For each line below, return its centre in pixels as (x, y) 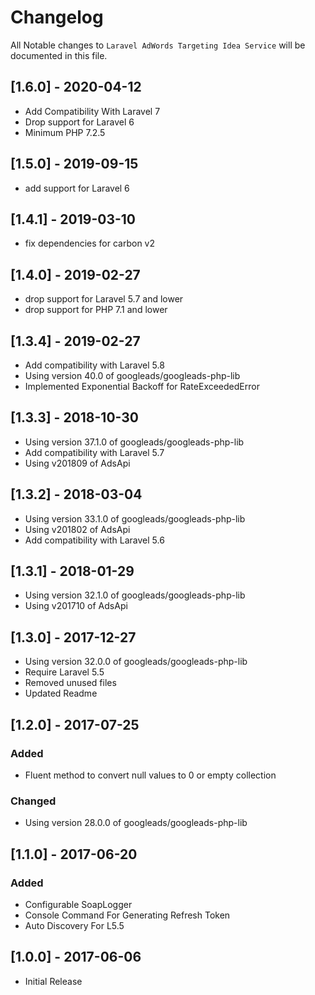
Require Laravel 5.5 (64, 672)
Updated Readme (61, 693)
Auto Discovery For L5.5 (74, 925)
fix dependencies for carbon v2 (90, 243)
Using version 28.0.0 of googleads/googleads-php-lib (136, 823)
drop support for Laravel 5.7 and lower (104, 299)
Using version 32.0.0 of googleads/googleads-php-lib (136, 662)
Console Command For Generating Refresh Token (127, 915)
